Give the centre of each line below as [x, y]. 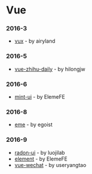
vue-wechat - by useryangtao [50, 165]
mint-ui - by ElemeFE [40, 97]
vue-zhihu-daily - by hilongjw [50, 69]
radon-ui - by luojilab [40, 152]
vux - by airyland [35, 41]
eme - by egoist [33, 125]
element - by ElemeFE [41, 159]
